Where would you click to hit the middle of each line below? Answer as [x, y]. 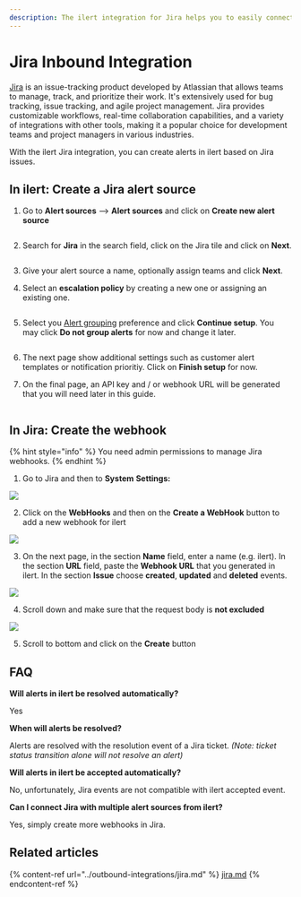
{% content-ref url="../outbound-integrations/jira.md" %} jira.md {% [135, 874]
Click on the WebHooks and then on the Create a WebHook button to [151, 513]
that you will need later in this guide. [89, 394]
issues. [22, 161]
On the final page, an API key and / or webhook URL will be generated [151, 384]
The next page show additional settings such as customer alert [138, 358]
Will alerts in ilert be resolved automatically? [94, 694]
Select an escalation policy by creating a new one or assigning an [144, 289]
